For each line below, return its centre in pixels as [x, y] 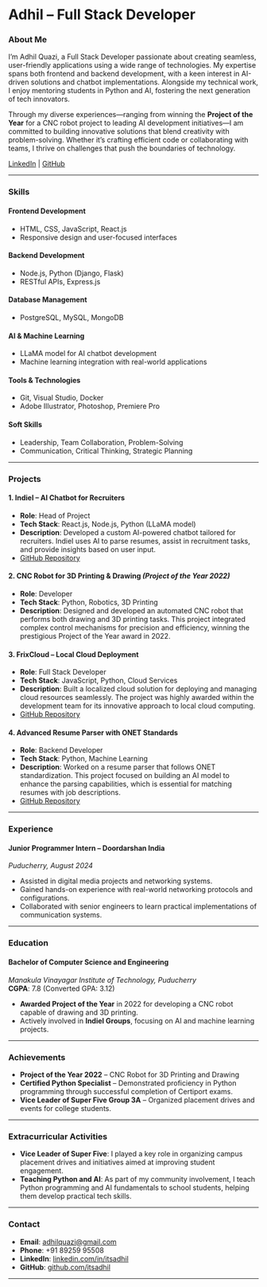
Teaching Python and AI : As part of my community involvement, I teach [137, 1179]
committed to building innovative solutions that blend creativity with [119, 131]
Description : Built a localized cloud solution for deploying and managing [138, 689]
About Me [28, 40]
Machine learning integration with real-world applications [113, 362]
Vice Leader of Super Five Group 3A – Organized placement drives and [137, 1100]
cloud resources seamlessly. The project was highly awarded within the [137, 698]
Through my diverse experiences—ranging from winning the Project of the [131, 115]
